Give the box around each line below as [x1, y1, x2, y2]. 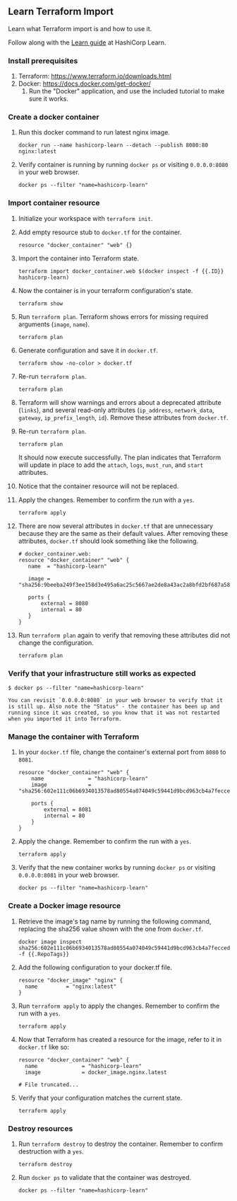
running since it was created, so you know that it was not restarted [8, 709, 220, 716]
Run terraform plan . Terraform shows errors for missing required [18, 312, 209, 321]
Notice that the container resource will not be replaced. [18, 481, 179, 490]
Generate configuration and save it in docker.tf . [18, 346, 158, 355]
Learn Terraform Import [8, 6, 114, 18]
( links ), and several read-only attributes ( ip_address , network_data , [18, 406, 214, 414]
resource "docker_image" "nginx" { [18, 977, 123, 984]
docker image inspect [18, 938, 82, 946]
